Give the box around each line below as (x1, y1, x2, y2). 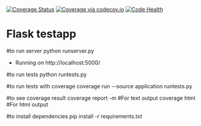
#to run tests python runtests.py (6, 71, 87, 78)
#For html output (6, 100, 49, 108)
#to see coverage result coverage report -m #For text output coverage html (6, 94, 196, 102)
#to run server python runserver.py (6, 47, 94, 54)
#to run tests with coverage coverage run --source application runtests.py (6, 82, 193, 89)
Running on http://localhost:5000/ (15, 58, 100, 66)
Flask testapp (6, 27, 77, 41)
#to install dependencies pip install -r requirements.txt (6, 113, 143, 120)
